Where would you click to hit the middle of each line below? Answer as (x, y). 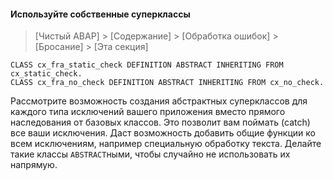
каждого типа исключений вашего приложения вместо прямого (148, 112)
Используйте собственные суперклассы (100, 14)
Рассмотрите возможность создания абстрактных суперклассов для (159, 101)
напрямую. (34, 165)
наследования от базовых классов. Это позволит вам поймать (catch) (160, 122)
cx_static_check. (46, 74)
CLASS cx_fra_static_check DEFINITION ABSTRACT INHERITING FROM (147, 65)
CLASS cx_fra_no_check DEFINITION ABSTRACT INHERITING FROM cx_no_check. (167, 83)
